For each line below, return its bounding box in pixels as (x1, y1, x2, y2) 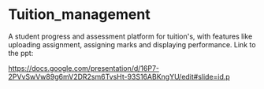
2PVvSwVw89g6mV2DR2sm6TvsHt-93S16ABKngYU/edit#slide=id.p (8, 72, 230, 81)
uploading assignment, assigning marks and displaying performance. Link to (8, 39, 256, 49)
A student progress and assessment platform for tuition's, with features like (8, 32, 253, 41)
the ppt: (8, 48, 34, 57)
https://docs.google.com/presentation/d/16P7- (8, 63, 160, 72)
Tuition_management (8, 6, 151, 24)
